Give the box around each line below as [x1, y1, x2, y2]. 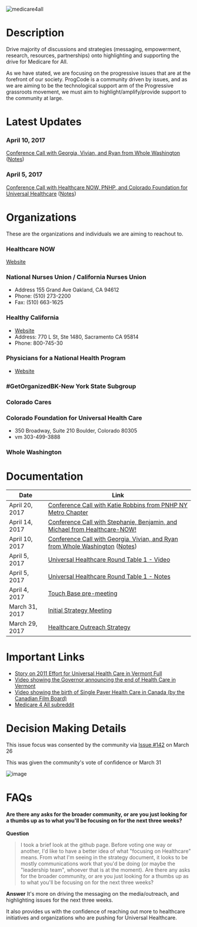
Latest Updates [6, 115, 82, 129]
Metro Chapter [47, 508, 89, 516]
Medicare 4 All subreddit [14, 701, 74, 708]
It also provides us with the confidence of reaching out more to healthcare [6, 908, 186, 915]
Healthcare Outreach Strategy [47, 623, 131, 631]
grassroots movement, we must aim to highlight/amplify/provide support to [6, 88, 186, 95]
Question [6, 830, 29, 837]
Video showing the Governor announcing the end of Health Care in [14, 676, 176, 683]
